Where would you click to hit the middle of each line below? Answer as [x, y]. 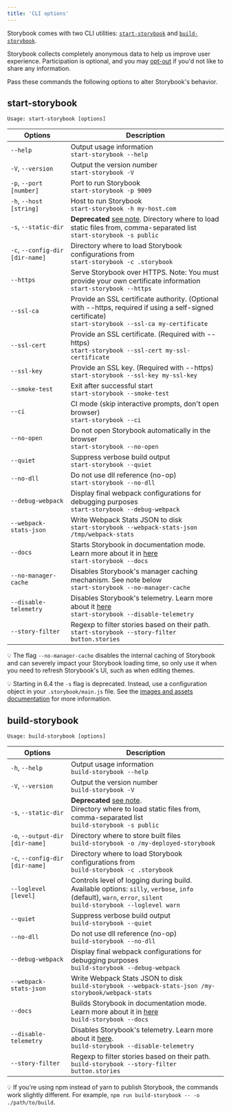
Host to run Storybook [106, 201]
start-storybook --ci [106, 420]
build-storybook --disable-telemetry [133, 1046]
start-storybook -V [102, 173]
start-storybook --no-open [115, 447]
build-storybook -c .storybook [122, 870]
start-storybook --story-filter [123, 632]
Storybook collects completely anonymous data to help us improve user [109, 54]
